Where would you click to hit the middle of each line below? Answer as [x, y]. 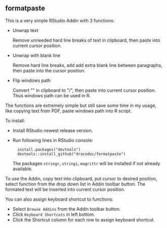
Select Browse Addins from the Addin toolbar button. [67, 209]
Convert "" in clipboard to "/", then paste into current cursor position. [84, 90]
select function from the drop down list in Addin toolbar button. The [75, 184]
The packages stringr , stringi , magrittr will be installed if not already [86, 163]
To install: [15, 121]
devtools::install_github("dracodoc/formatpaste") [72, 154]
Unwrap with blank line [36, 55]
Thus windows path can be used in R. [51, 95]
